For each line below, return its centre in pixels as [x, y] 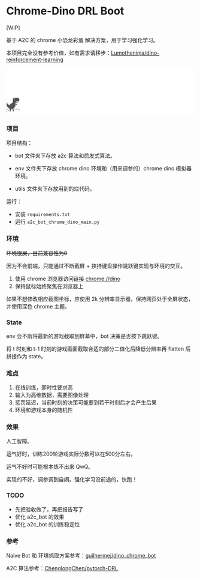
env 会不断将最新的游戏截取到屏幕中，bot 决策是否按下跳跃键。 [84, 336]
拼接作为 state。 [26, 356]
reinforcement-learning [35, 59]
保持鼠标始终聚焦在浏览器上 [49, 286]
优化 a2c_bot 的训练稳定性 [47, 524]
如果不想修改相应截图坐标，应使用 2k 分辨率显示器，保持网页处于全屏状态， [100, 299]
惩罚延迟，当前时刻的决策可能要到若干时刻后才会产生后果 [86, 403]
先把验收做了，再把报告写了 [49, 509]
